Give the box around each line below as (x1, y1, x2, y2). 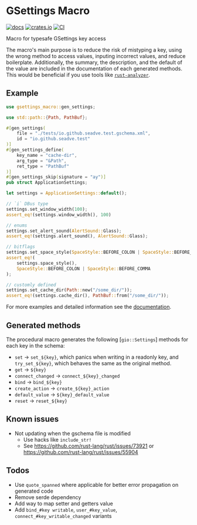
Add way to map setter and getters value (14, 500, 113, 507)
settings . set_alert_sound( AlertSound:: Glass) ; (6, 228, 122, 234)
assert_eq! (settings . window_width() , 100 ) (6, 211, 111, 218)
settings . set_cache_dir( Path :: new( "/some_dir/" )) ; (6, 287, 133, 293)
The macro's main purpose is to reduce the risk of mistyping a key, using (6, 46, 182, 53)
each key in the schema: (6, 342, 65, 349)
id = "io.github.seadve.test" (16, 136, 91, 142)
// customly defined (6, 282, 57, 288)
